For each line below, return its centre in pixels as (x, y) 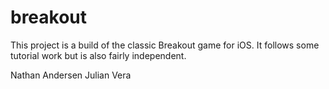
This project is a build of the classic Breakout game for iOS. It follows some (165, 45)
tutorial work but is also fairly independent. (98, 55)
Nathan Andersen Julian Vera (71, 75)
